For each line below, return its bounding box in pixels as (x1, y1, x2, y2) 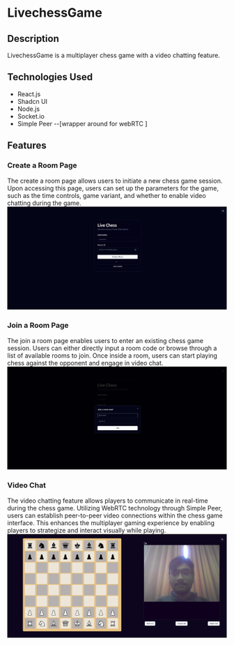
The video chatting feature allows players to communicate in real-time (7, 496, 208, 505)
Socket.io (17, 112, 45, 120)
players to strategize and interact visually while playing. (7, 526, 166, 534)
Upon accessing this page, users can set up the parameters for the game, (7, 183, 219, 192)
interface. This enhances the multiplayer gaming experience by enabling (7, 518, 214, 527)
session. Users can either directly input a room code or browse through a (7, 344, 217, 352)
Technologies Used (7, 71, 93, 83)
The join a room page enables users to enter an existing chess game (7, 336, 204, 344)
